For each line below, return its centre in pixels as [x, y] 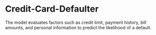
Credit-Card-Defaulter [52, 9]
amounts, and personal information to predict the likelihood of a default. [78, 27]
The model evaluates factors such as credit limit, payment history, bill [76, 22]
